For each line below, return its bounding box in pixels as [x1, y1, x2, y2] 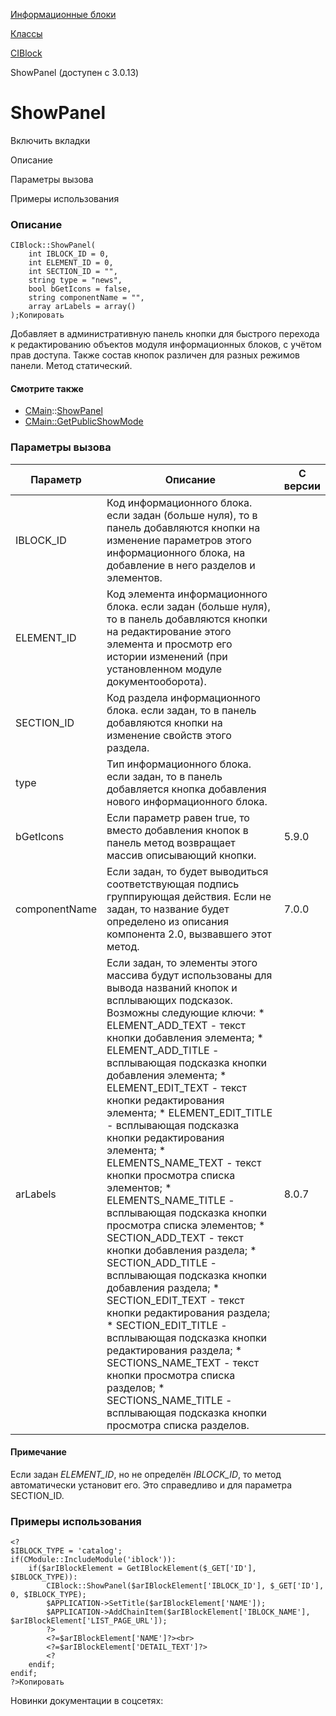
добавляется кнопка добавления [106, 782, 267, 796]
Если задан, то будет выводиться [106, 864, 269, 878]
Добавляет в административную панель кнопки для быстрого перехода [10, 328, 320, 340]
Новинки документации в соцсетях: [10, 1695, 164, 1707]
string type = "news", [28, 275, 123, 286]
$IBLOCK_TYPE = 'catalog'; [10, 1546, 123, 1556]
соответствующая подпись [106, 877, 240, 891]
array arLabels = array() [28, 302, 137, 312]
